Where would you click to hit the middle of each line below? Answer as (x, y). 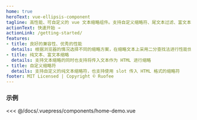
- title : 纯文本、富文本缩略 (38, 55)
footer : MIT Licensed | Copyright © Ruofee (60, 76)
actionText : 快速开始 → (33, 28)
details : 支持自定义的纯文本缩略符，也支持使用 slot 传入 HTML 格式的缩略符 (96, 71)
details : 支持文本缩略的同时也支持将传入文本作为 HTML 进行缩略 (81, 60)
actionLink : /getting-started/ (44, 33)
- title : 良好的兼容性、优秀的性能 (44, 44)
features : (18, 38)
